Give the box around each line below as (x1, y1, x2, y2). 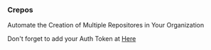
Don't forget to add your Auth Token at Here (7, 35, 136, 43)
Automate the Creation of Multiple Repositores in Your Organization (7, 21, 205, 30)
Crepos (7, 5, 33, 15)
